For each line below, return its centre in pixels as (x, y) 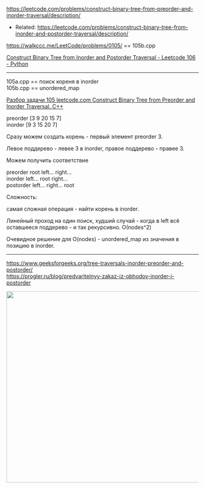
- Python (17, 64)
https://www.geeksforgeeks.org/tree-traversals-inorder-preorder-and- (95, 263)
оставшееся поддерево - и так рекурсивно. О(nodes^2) (79, 227)
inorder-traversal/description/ (44, 15)
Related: (26, 27)
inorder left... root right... (37, 179)
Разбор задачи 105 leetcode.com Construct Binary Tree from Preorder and (101, 100)
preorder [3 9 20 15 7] (34, 118)
